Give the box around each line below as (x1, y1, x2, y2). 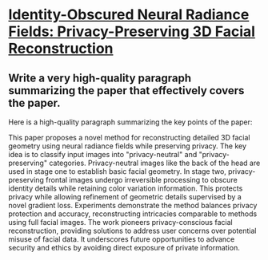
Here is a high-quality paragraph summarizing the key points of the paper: (8, 117, 253, 127)
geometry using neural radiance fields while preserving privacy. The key (8, 141, 246, 151)
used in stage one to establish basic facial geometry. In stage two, (8, 167, 226, 176)
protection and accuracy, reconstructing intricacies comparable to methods (8, 209, 258, 219)
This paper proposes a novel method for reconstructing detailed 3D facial (8, 133, 250, 142)
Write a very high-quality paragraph (8, 71, 192, 85)
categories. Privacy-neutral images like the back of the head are (49, 158, 261, 167)
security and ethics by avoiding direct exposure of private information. (8, 243, 240, 252)
